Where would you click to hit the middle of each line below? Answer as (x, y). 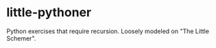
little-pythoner (49, 13)
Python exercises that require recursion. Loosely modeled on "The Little (108, 31)
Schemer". (21, 38)
